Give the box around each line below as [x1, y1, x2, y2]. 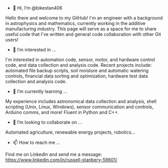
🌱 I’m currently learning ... [12, 88, 68, 95]
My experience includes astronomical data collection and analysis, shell [5, 98, 157, 104]
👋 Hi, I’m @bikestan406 [12, 5, 62, 11]
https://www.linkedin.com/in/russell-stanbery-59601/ [5, 157, 118, 163]
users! [5, 36, 19, 43]
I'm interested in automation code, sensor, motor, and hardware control [5, 57, 155, 63]
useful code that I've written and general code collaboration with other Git [5, 31, 161, 37]
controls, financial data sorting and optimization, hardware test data [5, 73, 148, 79]
